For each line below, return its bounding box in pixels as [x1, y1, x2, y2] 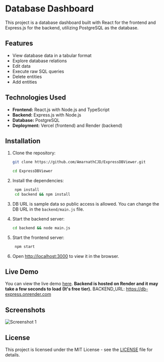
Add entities [12, 79, 37, 85]
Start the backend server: [12, 216, 65, 222]
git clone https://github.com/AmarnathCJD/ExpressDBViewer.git [12, 160, 146, 165]
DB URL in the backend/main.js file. [12, 206, 84, 212]
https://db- [126, 286, 149, 292]
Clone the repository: [12, 150, 56, 156]
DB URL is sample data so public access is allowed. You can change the [12, 201, 160, 207]
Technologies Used [5, 93, 66, 102]
